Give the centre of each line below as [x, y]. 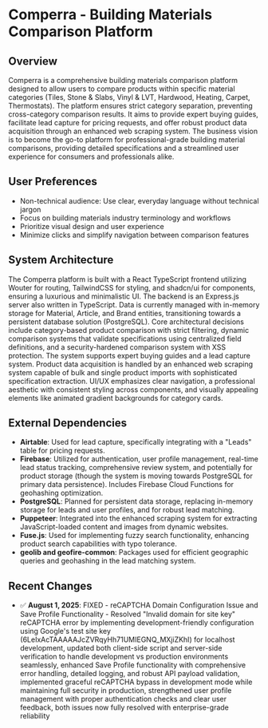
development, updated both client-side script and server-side [121, 648]
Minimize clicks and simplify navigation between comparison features [134, 235]
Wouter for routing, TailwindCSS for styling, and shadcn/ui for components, [132, 287]
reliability [35, 716]
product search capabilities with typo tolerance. [98, 544]
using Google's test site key [65, 631]
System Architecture [61, 260]
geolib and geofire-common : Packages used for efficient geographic [134, 552]
